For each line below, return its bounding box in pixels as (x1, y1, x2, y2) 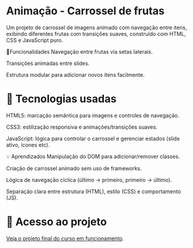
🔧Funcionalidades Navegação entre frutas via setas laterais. (6, 48, 153, 55)
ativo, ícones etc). (6, 141, 50, 148)
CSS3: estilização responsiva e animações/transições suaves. (6, 123, 158, 131)
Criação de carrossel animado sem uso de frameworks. (6, 165, 142, 172)
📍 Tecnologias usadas (6, 92, 117, 106)
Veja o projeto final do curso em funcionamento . (6, 234, 124, 242)
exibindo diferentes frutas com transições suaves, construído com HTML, (6, 30, 186, 37)
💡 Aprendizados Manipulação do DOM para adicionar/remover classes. (6, 153, 180, 160)
